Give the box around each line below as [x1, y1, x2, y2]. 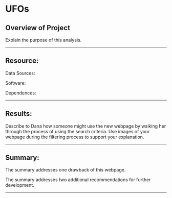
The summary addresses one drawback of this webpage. [5, 167, 126, 173]
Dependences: [5, 90, 36, 96]
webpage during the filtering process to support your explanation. [5, 134, 144, 140]
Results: [5, 109, 32, 118]
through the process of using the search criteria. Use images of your [5, 128, 150, 134]
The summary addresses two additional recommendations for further [5, 177, 151, 183]
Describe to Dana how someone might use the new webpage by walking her [5, 123, 166, 129]
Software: [5, 80, 26, 86]
